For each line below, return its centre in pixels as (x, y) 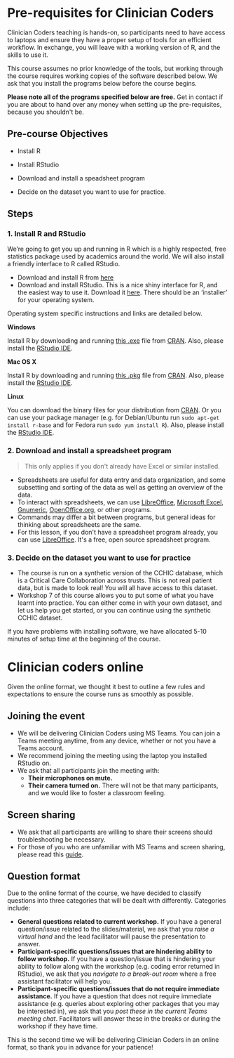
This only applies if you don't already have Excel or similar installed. (122, 466)
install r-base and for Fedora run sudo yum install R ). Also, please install (116, 425)
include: (19, 908)
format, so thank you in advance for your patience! (81, 1047)
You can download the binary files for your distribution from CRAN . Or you (115, 410)
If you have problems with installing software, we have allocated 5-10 (107, 632)
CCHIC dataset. (40, 618)
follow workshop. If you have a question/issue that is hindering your (116, 959)
